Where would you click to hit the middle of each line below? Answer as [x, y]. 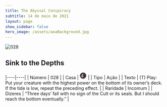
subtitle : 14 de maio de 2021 [37, 16]
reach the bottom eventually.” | [37, 99]
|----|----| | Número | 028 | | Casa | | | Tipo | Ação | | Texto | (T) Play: [81, 77]
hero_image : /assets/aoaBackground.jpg [47, 32]
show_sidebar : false [27, 27]
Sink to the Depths [35, 63]
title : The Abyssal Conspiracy [38, 11]
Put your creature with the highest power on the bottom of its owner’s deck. [84, 83]
